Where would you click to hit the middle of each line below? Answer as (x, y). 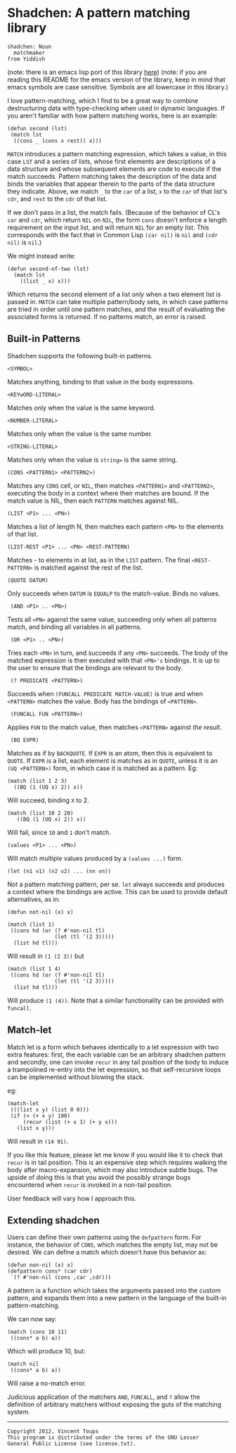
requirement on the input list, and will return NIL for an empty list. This (108, 227)
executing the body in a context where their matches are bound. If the (108, 493)
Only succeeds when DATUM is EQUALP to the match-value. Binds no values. (114, 593)
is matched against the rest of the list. (88, 567)
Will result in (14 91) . (38, 1141)
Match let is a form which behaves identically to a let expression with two (113, 1047)
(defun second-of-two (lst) (48, 269)
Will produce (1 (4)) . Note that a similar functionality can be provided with (116, 1000)
